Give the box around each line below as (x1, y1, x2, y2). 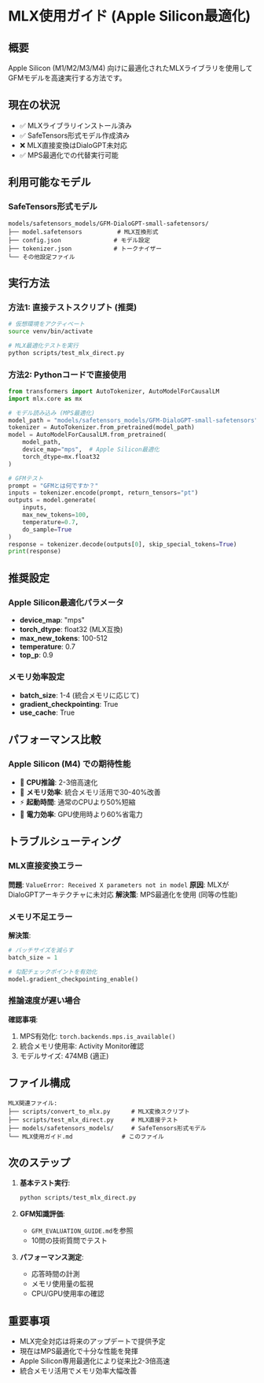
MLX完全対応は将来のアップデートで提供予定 (19, 1337, 166, 1346)
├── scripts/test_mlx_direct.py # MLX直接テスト (8, 1115, 178, 1124)
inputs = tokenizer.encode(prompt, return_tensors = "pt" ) (8, 489, 199, 497)
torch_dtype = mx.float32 (22, 453, 101, 460)
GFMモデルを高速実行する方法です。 (8, 73, 126, 83)
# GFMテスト (8, 474, 44, 483)
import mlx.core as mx (8, 394, 82, 402)
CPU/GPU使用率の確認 (31, 1289, 104, 1299)
